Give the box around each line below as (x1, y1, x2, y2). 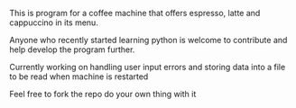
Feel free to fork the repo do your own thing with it (9, 89, 197, 99)
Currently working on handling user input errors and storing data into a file (9, 62, 286, 72)
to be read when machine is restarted (9, 71, 149, 82)
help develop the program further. (9, 44, 135, 55)
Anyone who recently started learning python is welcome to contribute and (9, 35, 288, 45)
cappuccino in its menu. (9, 17, 99, 28)
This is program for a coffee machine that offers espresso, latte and (9, 8, 261, 18)
